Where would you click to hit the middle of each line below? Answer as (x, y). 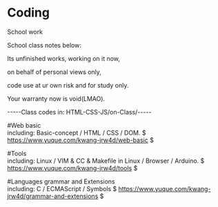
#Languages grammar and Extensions (61, 181)
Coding (29, 13)
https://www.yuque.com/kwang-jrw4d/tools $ (72, 168)
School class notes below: (44, 45)
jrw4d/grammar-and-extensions (53, 196)
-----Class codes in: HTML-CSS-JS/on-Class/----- (79, 112)
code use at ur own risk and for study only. (68, 85)
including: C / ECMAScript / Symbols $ (62, 188)
